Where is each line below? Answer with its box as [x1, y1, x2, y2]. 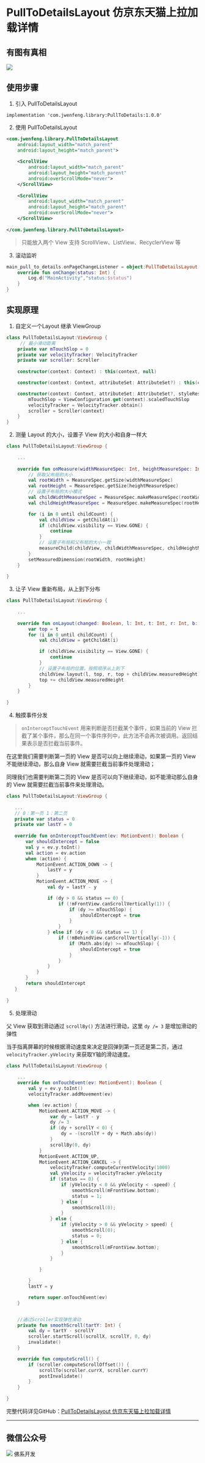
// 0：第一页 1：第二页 [14, 810, 68, 816]
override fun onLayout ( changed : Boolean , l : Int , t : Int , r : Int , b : [17, 620, 198, 627]
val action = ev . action [25, 850, 86, 856]
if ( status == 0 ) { [49, 1176, 99, 1182]
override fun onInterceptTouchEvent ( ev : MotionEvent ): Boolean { [14, 833, 184, 839]
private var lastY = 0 [14, 822, 72, 828]
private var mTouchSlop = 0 [17, 346, 88, 352]
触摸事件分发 [15, 712, 48, 718]
